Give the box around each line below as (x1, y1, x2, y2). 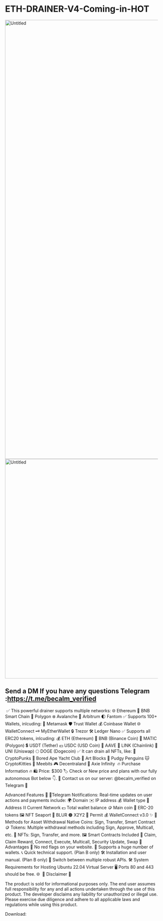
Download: (5, 911, 27, 917)
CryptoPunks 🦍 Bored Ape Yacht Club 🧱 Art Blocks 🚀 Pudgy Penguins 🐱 (5, 755, 149, 761)
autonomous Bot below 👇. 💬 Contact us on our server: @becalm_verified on (5, 775, 156, 781)
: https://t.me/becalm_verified (5, 695, 97, 703)
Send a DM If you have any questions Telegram (5, 687, 150, 696)
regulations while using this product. (5, 901, 78, 907)
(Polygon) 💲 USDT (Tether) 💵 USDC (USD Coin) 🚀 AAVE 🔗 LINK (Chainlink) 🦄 (5, 742, 158, 748)
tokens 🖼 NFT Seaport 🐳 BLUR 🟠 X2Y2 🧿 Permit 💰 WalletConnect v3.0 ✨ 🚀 (5, 812, 158, 818)
